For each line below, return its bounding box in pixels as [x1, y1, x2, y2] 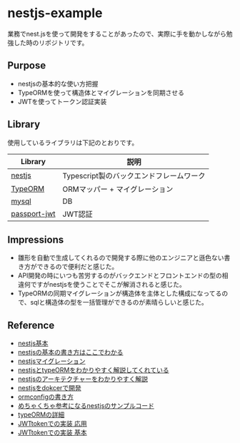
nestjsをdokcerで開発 [17, 384, 81, 392]
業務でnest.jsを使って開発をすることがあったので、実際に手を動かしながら [7, 29, 226, 38]
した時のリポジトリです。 [13, 38, 89, 47]
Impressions [7, 233, 64, 245]
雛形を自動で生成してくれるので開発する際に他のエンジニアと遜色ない [17, 253, 224, 262]
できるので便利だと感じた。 [36, 263, 119, 271]
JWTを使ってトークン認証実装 [17, 97, 107, 106]
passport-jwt [11, 208, 56, 218]
